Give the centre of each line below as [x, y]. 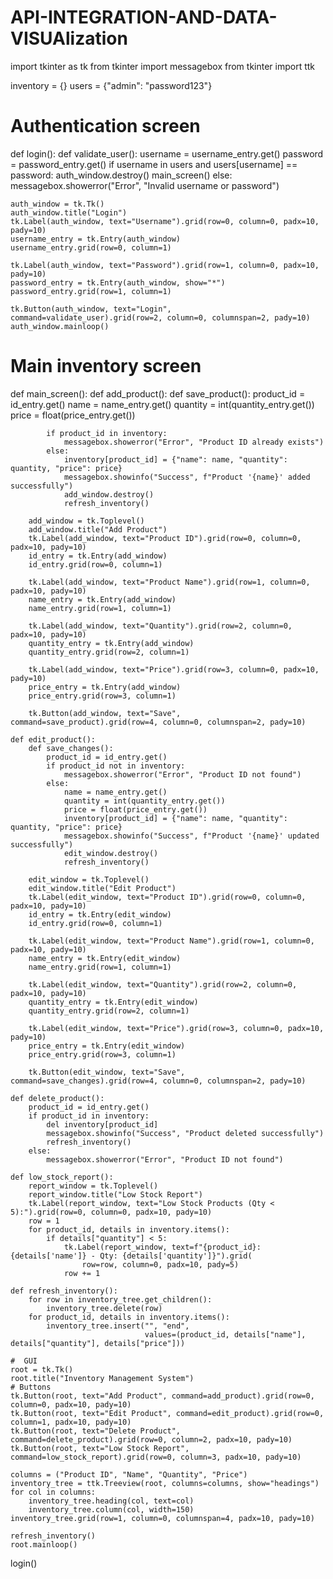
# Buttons [31, 1387]
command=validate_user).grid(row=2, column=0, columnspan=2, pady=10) [160, 317]
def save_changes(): [71, 748]
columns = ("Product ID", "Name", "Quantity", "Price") [129, 1474]
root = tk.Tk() [42, 1369]
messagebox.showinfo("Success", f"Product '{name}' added [187, 477]
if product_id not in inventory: [116, 766]
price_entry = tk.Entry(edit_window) [107, 1046]
